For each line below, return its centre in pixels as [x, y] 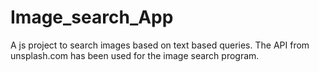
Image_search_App [92, 17]
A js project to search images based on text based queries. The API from [160, 45]
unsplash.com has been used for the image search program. [135, 55]
